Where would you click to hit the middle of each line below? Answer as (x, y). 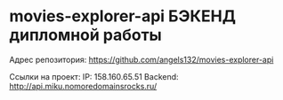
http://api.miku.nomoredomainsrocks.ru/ (83, 86)
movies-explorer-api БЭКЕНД (123, 16)
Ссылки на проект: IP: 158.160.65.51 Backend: (94, 76)
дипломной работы (85, 35)
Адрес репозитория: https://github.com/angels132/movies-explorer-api (141, 59)
